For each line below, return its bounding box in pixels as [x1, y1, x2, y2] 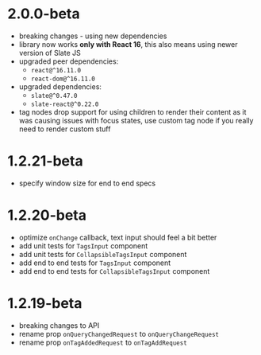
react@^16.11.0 [30, 66, 81, 74]
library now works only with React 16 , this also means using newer [18, 39, 239, 49]
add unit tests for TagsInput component [18, 240, 148, 251]
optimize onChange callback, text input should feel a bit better [18, 232, 217, 242]
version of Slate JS [18, 48, 81, 57]
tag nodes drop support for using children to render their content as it [18, 107, 247, 116]
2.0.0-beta [7, 5, 80, 23]
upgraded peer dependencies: [18, 57, 119, 66]
